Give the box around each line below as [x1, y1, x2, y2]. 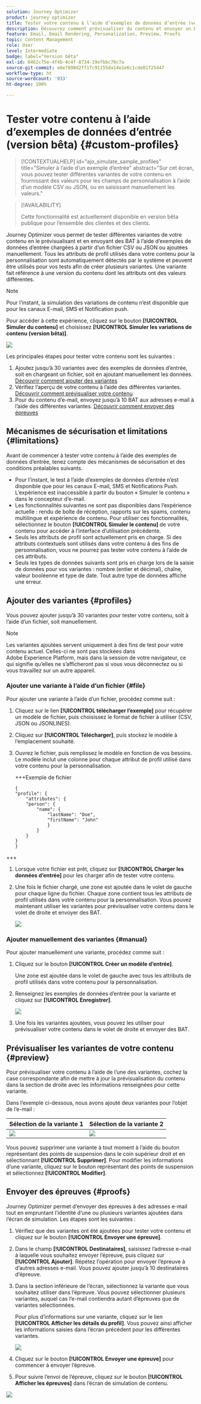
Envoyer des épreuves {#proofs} [6, 1187, 130, 1197]
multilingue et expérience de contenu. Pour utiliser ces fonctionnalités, [14, 514, 189, 521]
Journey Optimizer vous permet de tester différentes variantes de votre [6, 231, 182, 238]
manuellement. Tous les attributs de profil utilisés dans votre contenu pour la [6, 250, 195, 257]
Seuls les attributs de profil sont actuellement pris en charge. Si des [14, 533, 182, 540]
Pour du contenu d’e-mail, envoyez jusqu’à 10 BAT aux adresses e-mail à [14, 396, 194, 403]
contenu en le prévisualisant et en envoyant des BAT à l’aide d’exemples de [6, 237, 191, 244]
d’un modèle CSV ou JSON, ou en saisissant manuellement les [20, 183, 175, 190]
